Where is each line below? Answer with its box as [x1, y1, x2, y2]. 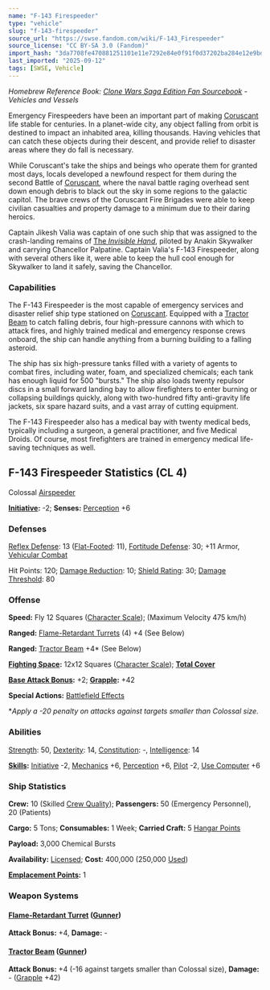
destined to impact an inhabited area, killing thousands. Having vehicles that [8, 127, 261, 137]
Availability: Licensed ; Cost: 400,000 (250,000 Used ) [8, 855, 189, 864]
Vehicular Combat [8, 550, 68, 560]
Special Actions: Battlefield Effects [8, 691, 125, 701]
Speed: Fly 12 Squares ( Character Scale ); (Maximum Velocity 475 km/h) [8, 613, 247, 622]
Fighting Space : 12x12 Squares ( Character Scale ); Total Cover [8, 659, 215, 669]
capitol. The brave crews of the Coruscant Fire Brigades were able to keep [8, 194, 256, 204]
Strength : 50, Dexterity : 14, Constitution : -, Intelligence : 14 [8, 745, 200, 755]
